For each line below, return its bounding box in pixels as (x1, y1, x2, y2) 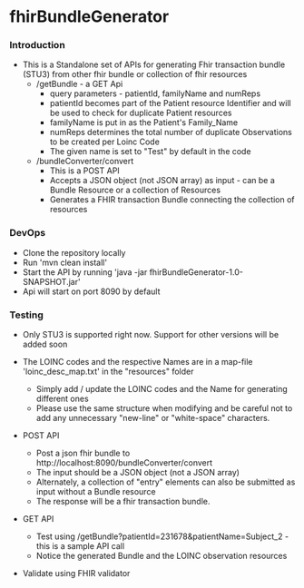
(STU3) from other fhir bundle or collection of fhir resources (22, 69, 248, 80)
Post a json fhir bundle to (35, 447, 131, 459)
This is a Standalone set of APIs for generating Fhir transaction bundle (22, 59, 286, 70)
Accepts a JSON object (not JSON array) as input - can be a (49, 175, 275, 186)
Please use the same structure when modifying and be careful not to (35, 403, 293, 414)
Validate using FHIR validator (22, 568, 131, 579)
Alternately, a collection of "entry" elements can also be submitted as (35, 476, 296, 487)
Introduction (9, 39, 65, 52)
